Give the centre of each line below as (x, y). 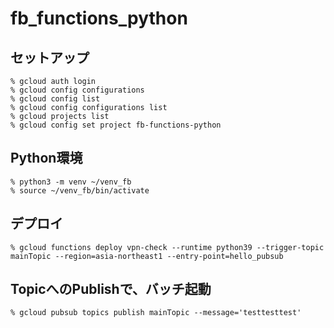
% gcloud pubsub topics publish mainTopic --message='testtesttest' (156, 313)
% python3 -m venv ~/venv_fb (71, 182)
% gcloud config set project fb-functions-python (116, 125)
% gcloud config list (55, 99)
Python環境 (46, 158)
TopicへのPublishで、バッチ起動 (111, 289)
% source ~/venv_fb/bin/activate (80, 190)
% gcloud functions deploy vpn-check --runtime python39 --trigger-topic (167, 247)
